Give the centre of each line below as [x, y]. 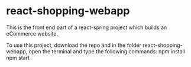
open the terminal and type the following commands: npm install [107, 51]
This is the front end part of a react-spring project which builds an [87, 27]
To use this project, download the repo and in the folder [74, 45]
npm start [18, 58]
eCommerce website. [32, 33]
